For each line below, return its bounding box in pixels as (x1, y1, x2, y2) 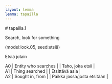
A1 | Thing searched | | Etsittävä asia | (5, 68, 81, 74)
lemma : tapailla (5, 12, 38, 17)
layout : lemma (5, 7, 34, 12)
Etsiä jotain (5, 53, 27, 59)
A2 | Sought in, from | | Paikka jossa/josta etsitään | (5, 73, 109, 79)
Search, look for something (5, 35, 60, 41)
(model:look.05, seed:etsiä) (5, 44, 60, 50)
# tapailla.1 (5, 25, 26, 31)
